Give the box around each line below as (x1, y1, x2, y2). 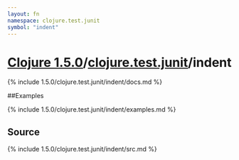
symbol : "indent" (7, 23, 59, 31)
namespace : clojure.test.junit (7, 17, 100, 24)
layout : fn (7, 10, 40, 18)
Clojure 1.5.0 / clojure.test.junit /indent (7, 54, 232, 70)
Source (7, 126, 41, 138)
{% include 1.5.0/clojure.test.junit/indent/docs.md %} (7, 78, 163, 86)
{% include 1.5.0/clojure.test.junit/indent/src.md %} (7, 145, 158, 154)
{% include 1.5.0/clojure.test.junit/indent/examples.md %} (7, 105, 176, 114)
